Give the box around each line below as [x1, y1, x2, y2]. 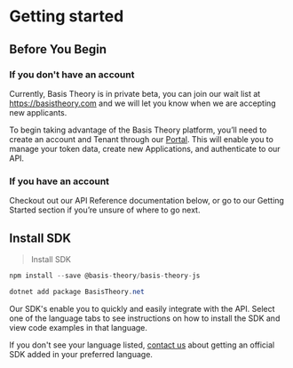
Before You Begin [9, 42, 107, 57]
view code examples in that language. [9, 322, 148, 332]
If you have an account [9, 175, 109, 188]
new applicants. [9, 107, 67, 117]
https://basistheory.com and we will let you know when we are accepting [9, 98, 277, 108]
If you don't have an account [9, 68, 135, 81]
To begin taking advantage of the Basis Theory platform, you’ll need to [9, 124, 267, 135]
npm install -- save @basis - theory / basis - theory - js [9, 271, 201, 280]
